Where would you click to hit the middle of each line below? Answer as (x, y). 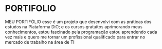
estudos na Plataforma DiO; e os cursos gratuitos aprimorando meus (74, 26)
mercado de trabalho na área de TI (40, 42)
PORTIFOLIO (31, 8)
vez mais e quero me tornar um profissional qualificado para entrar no (75, 37)
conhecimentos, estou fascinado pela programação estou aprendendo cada (81, 32)
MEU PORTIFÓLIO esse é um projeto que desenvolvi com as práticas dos (78, 22)
